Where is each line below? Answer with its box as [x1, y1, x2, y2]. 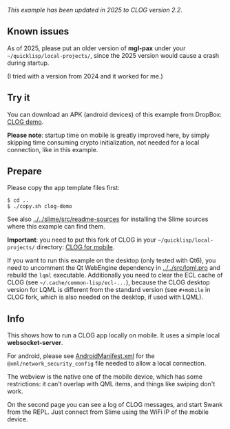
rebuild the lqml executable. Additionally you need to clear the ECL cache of [7, 271, 223, 280]
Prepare [7, 165, 43, 178]
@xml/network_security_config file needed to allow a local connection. [7, 359, 207, 368]
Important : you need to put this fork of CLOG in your [7, 236, 157, 244]
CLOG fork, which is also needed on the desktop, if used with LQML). [7, 293, 204, 302]
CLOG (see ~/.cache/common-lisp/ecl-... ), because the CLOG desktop [7, 278, 210, 286]
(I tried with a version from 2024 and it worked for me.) [7, 72, 163, 80]
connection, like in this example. [7, 145, 98, 154]
